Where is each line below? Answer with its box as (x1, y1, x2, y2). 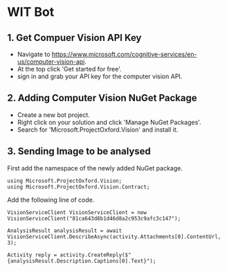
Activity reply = (7, 251, 57, 259)
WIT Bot (7, 4, 55, 20)
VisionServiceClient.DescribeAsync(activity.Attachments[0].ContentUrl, (7, 233, 221, 240)
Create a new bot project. (17, 110, 90, 119)
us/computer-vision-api (17, 58, 85, 66)
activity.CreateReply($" (60, 251, 131, 259)
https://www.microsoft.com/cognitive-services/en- (51, 50, 197, 58)
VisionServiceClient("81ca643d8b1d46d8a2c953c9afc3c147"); (7, 215, 181, 222)
